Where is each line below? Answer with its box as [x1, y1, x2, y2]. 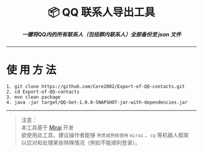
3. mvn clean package [6, 94, 61, 100]
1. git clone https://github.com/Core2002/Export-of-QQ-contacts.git [6, 84, 185, 90]
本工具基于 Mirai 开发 [21, 124, 74, 131]
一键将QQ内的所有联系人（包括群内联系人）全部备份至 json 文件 [22, 31, 181, 38]
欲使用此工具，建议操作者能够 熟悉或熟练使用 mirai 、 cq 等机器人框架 [21, 131, 189, 139]
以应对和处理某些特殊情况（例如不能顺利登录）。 [21, 139, 141, 147]
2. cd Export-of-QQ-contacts [6, 89, 80, 95]
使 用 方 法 [6, 63, 56, 77]
